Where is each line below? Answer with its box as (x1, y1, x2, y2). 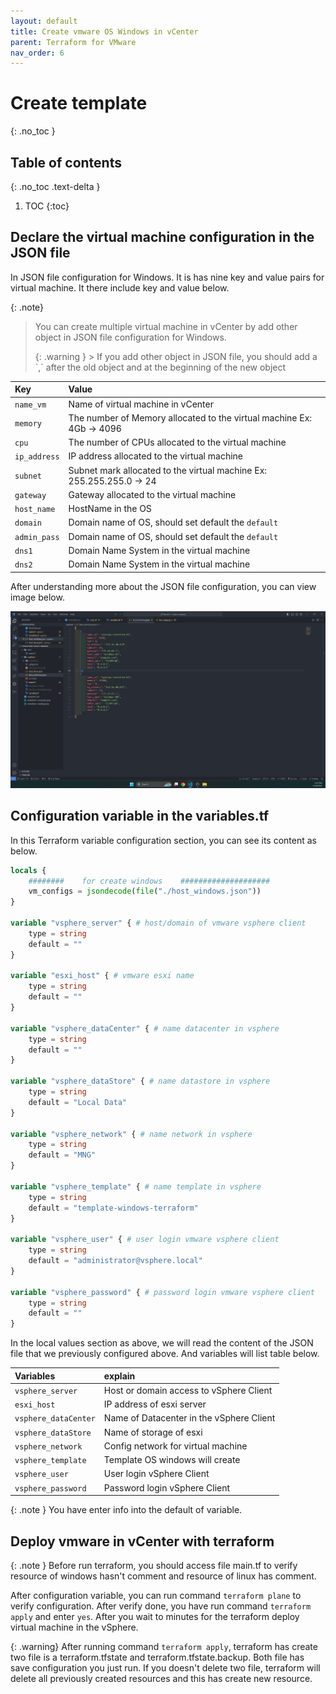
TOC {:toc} (24, 200, 70, 212)
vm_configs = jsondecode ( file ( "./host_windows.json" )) (28, 886, 262, 897)
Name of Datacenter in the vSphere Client (103, 1412, 276, 1424)
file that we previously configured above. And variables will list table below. (10, 1348, 320, 1360)
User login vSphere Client (103, 1468, 210, 1480)
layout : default (10, 16, 78, 26)
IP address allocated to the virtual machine (68, 450, 243, 462)
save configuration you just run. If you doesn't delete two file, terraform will (10, 1661, 321, 1674)
